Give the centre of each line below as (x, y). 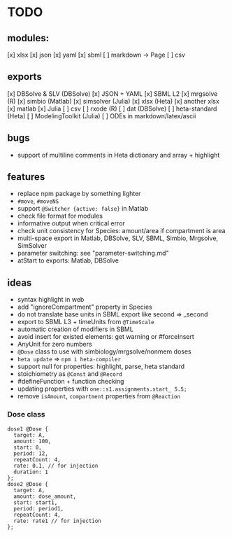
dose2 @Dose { (28, 484)
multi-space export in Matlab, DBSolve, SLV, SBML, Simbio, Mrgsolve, (118, 238)
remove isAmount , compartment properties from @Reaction (99, 396)
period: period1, (39, 508)
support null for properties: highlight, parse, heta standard (101, 367)
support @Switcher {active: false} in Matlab (83, 209)
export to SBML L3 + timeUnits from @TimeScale (86, 322)
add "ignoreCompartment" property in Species (85, 307)
